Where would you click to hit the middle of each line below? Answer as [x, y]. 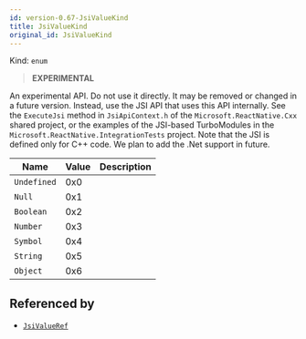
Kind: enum [29, 61]
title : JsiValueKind [49, 26]
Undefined [35, 182]
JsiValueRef [45, 326]
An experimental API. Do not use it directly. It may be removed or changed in [153, 96]
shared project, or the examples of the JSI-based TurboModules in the [142, 125]
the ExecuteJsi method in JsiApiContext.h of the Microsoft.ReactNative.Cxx [153, 116]
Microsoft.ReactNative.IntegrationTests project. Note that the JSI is [140, 135]
